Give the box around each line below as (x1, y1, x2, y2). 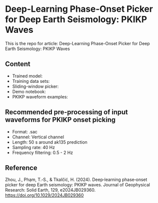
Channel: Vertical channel (12, 134, 65, 140)
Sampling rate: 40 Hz (12, 144, 55, 150)
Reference (5, 163, 38, 172)
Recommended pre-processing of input (5, 108, 128, 116)
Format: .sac (12, 128, 38, 134)
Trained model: (12, 73, 43, 79)
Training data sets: (12, 78, 50, 84)
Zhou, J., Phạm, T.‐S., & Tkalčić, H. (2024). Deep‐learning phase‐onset (5, 177, 148, 182)
